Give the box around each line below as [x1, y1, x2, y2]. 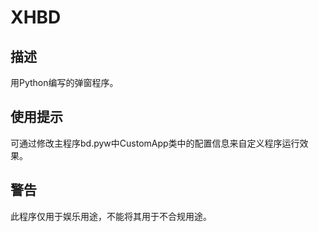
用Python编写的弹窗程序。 [10, 77, 119, 88]
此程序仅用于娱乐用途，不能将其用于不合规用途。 [10, 210, 212, 222]
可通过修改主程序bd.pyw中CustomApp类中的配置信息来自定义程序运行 [10, 137, 300, 149]
